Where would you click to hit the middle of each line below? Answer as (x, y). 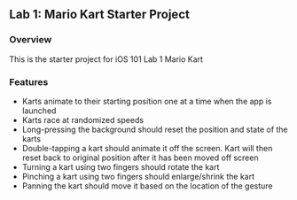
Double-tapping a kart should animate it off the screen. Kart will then (147, 148)
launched (39, 111)
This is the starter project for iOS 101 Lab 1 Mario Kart (106, 59)
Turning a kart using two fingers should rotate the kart (121, 166)
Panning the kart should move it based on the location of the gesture (147, 186)
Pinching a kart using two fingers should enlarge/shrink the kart (138, 176)
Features (29, 81)
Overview (31, 40)
